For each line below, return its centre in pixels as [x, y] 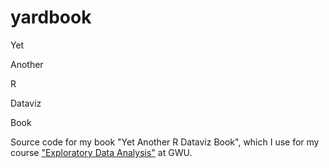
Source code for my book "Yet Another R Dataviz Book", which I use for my [165, 142]
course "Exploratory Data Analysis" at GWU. [101, 152]
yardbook [51, 17]
